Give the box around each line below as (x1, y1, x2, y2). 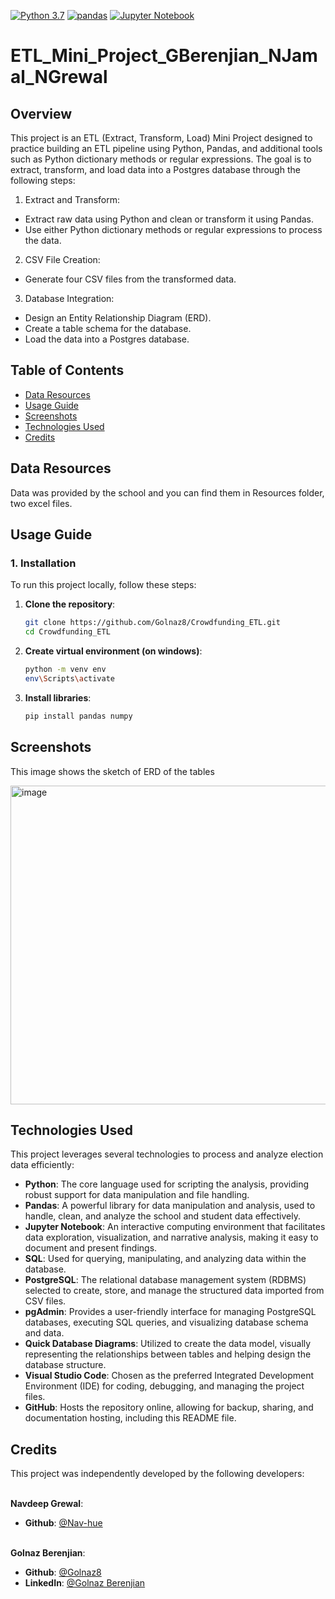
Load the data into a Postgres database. (24, 333, 190, 345)
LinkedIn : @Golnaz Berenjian (24, 1577, 146, 1589)
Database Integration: (24, 293, 115, 304)
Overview (10, 105, 73, 122)
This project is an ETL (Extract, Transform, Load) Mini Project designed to (10, 132, 313, 144)
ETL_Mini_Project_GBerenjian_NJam (10, 45, 318, 67)
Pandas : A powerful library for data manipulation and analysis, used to (24, 1200, 316, 1212)
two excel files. (10, 497, 73, 509)
